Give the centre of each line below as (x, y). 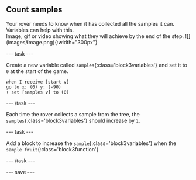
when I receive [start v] (37, 82)
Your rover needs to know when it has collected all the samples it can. (90, 23)
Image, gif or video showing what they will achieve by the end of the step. (95, 36)
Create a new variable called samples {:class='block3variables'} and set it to (97, 65)
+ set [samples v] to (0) (37, 92)
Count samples (34, 10)
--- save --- (20, 172)
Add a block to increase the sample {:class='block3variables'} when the (91, 143)
